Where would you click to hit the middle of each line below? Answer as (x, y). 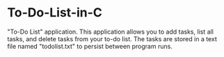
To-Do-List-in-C (55, 13)
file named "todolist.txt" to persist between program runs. (90, 46)
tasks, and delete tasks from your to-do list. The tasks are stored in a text (112, 38)
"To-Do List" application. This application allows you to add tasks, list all (111, 32)
